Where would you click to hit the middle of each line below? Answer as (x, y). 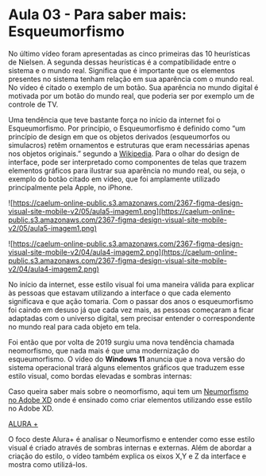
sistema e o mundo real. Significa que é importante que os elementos (122, 70)
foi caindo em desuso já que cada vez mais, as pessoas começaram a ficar (131, 310)
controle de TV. (33, 104)
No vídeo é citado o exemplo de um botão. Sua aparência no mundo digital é (133, 87)
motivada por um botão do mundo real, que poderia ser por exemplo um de (131, 96)
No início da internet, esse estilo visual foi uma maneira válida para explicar (131, 284)
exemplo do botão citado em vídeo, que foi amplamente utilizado (114, 179)
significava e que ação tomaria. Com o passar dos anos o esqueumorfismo (131, 301)
